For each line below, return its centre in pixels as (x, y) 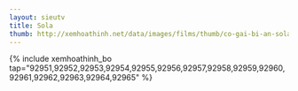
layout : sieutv (37, 17)
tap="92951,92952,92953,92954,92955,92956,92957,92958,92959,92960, (147, 68)
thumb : (21, 34)
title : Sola (31, 26)
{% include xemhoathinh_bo (61, 59)
